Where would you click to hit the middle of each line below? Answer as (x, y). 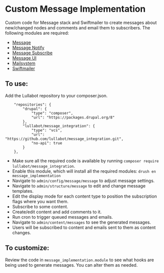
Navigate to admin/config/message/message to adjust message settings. (83, 181)
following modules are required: (37, 33)
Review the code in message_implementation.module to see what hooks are (80, 260)
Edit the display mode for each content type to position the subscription (84, 196)
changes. (22, 232)
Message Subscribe (32, 53)
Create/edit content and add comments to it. (57, 212)
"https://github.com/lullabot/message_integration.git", (64, 139)
